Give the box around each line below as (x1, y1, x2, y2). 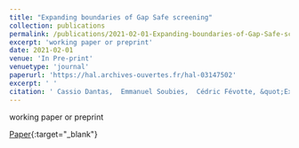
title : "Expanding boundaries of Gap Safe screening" (9, 12, 214, 22)
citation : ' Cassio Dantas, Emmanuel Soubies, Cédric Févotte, (9, 87, 256, 96)
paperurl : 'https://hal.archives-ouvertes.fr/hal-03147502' (9, 71, 238, 80)
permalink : (9, 29, 50, 38)
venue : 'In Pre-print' (9, 54, 93, 63)
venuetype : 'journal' (9, 63, 90, 72)
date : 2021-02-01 (9, 46, 74, 55)
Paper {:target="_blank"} (9, 129, 98, 139)
